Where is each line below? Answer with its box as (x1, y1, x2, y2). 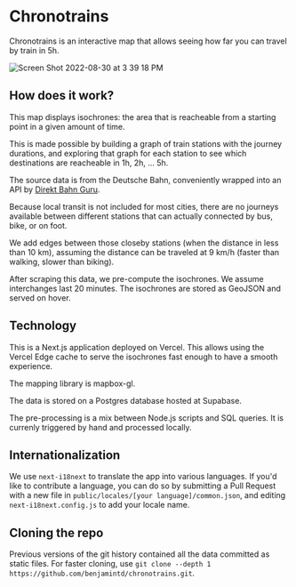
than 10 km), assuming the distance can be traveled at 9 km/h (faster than (9, 246, 280, 257)
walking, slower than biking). (9, 256, 115, 267)
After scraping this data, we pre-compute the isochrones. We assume (9, 273, 264, 284)
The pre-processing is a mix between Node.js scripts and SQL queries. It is (9, 412, 284, 423)
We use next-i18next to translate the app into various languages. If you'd (9, 471, 277, 482)
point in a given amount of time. (9, 121, 126, 132)
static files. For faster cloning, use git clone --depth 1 (9, 559, 212, 569)
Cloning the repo (9, 525, 104, 540)
